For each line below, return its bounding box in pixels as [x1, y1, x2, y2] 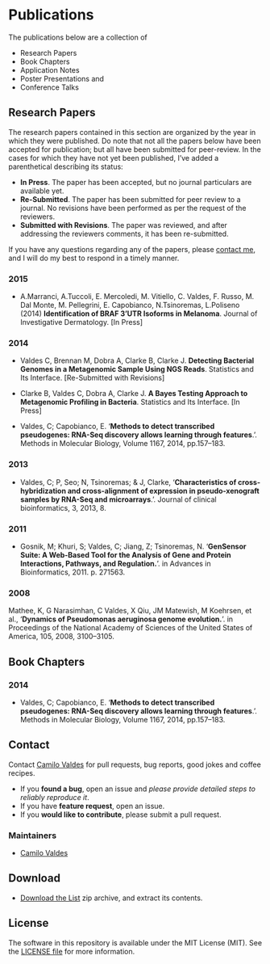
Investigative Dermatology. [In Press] [19, 318, 143, 327]
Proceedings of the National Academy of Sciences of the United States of [8, 623, 253, 633]
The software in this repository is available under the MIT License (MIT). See [8, 937, 263, 947]
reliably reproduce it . [19, 792, 90, 802]
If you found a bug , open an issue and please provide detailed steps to [19, 784, 256, 794]
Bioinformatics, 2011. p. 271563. [19, 567, 126, 577]
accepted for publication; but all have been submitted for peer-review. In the [8, 144, 262, 154]
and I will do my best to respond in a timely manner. [8, 253, 180, 263]
